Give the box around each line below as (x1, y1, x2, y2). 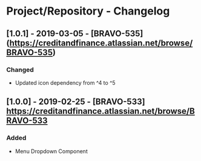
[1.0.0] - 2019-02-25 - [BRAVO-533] (6, 97, 145, 107)
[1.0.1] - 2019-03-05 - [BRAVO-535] (6, 28, 143, 39)
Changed (6, 65, 35, 74)
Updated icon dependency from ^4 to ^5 (15, 79, 116, 86)
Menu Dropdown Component (15, 147, 88, 155)
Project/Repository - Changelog (6, 4, 170, 18)
